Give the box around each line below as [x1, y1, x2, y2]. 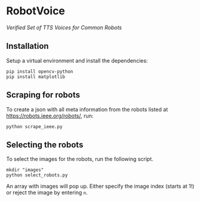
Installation [6, 41, 49, 51]
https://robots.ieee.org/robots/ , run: [6, 112, 94, 119]
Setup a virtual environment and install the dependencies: [6, 57, 148, 64]
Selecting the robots [6, 139, 84, 150]
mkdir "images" [6, 167, 44, 173]
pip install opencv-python [6, 69, 73, 74]
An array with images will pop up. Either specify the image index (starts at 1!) [6, 183, 195, 190]
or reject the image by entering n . [6, 189, 88, 196]
